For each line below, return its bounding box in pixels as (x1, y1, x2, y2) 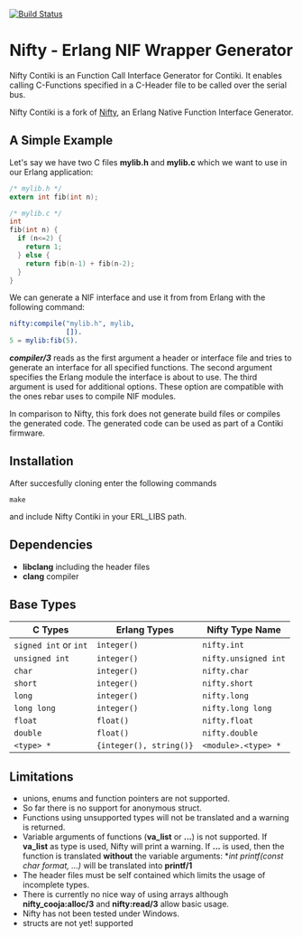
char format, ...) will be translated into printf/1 (22, 860, 193, 871)
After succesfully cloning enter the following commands (9, 477, 217, 488)
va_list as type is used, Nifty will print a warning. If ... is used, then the (22, 841, 285, 852)
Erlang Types (115, 623, 174, 636)
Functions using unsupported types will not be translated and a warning (22, 812, 290, 823)
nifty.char (202, 666, 250, 677)
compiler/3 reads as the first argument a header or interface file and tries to (9, 352, 292, 363)
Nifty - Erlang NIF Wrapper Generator (9, 41, 293, 61)
